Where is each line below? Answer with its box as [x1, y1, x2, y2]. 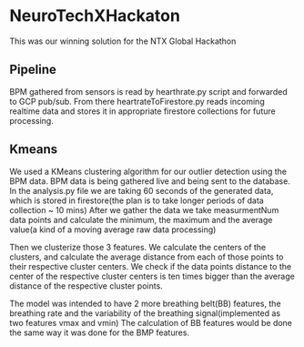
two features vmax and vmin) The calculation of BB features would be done [9, 317, 293, 328]
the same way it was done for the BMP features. [9, 327, 189, 338]
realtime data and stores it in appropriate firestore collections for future [9, 106, 276, 117]
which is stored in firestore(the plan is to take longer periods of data [9, 195, 264, 206]
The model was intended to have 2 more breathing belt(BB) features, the [9, 298, 281, 309]
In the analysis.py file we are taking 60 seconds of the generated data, [9, 185, 274, 196]
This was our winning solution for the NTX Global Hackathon [9, 36, 237, 46]
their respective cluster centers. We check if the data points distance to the [9, 260, 292, 271]
